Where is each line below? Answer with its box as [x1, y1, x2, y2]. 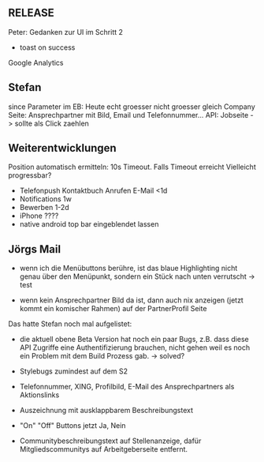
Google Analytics [8, 58, 64, 67]
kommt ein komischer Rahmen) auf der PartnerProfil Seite [19, 304, 207, 314]
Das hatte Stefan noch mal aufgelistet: [8, 319, 132, 329]
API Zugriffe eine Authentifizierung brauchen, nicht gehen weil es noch [19, 343, 251, 352]
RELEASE [8, 6, 55, 20]
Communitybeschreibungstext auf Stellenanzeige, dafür [19, 436, 202, 445]
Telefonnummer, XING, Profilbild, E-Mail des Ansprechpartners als [19, 382, 235, 392]
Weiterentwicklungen [8, 141, 117, 155]
